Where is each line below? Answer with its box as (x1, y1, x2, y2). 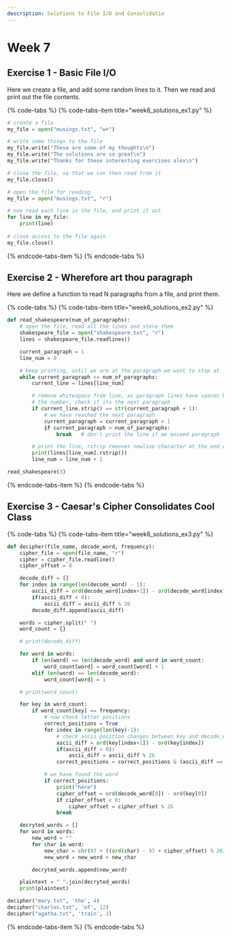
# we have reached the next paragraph (43, 411, 155, 419)
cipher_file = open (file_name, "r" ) (19, 549, 125, 556)
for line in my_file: (7, 214, 69, 221)
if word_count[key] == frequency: (32, 707, 131, 715)
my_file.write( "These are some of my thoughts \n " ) (7, 145, 155, 151)
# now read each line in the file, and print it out (7, 207, 162, 214)
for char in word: (32, 841, 85, 847)
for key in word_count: (19, 701, 88, 708)
